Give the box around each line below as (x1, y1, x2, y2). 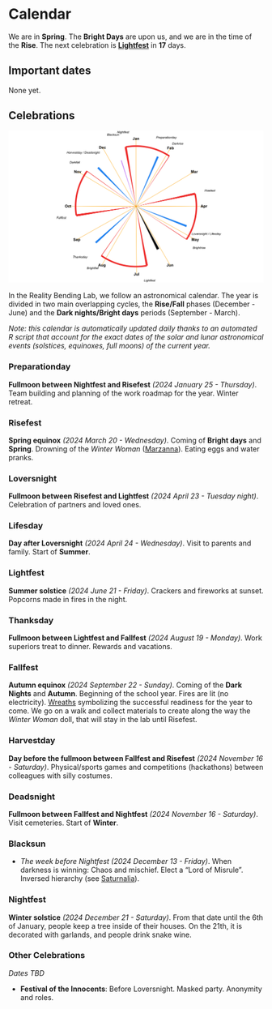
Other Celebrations (8, 950, 86, 961)
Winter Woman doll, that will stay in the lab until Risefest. (8, 715, 198, 725)
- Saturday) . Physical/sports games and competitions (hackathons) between (8, 762, 264, 772)
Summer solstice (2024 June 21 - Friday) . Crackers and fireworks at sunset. (8, 585, 265, 596)
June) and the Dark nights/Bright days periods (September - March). (8, 308, 240, 318)
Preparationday (8, 361, 71, 373)
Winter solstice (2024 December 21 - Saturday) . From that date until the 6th (8, 913, 264, 922)
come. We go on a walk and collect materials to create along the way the (8, 706, 251, 716)
